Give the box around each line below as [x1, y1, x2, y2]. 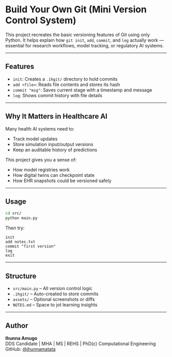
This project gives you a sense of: [5, 156, 77, 163]
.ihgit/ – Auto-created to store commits [12, 291, 99, 297]
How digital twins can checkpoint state [12, 172, 95, 178]
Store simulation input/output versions [12, 141, 94, 147]
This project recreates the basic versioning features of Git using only [5, 31, 150, 38]
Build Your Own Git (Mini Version [5, 4, 147, 15]
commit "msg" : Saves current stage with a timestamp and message [12, 86, 153, 93]
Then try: [5, 225, 25, 231]
